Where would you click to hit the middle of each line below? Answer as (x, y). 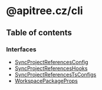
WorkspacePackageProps (46, 81)
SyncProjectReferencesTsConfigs (55, 74)
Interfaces (21, 49)
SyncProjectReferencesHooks (51, 68)
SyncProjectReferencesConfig (51, 62)
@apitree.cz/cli (45, 11)
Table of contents (39, 33)
